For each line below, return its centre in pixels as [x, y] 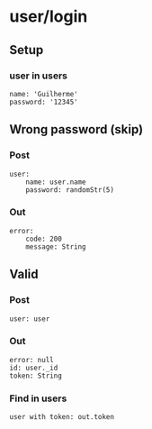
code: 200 [44, 239]
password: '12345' [44, 102]
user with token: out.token [62, 417]
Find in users [38, 398]
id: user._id [34, 368]
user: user [30, 319]
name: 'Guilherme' [44, 94]
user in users [39, 76]
